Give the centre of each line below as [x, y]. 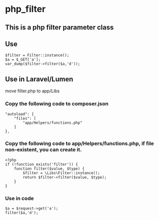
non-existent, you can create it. [44, 150]
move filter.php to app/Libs [32, 91]
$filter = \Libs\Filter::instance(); [61, 173]
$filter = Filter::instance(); [37, 55]
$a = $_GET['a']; [23, 60]
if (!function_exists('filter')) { [42, 164]
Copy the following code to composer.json [57, 104]
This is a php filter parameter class [60, 27]
